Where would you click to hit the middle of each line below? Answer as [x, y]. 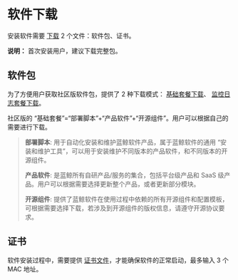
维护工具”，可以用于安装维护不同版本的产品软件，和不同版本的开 [133, 151]
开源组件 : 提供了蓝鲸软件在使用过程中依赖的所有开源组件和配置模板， [126, 199]
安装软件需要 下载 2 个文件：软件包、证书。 [71, 36]
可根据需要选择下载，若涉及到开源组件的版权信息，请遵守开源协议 [121, 208]
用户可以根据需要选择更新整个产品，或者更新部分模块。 [119, 184]
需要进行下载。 [29, 127]
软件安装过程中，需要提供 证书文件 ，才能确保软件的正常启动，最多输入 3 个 [118, 260]
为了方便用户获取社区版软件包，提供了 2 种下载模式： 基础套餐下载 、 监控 [116, 94]
